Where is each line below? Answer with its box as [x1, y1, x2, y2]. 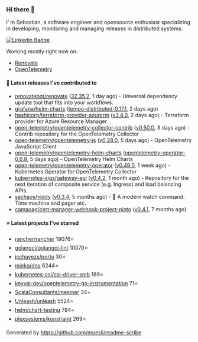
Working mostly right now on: [6, 48, 78, 55]
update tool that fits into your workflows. [14, 99, 114, 106]
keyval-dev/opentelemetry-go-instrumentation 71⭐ [14, 279, 138, 286]
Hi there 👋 [6, 5, 35, 14]
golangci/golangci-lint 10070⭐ [14, 244, 89, 251]
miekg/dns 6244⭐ [14, 262, 59, 269]
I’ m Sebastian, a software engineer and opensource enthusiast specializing [6, 19, 190, 26]
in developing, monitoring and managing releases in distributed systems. [6, 25, 183, 32]
